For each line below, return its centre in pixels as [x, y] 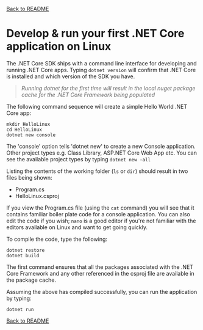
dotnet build [23, 255]
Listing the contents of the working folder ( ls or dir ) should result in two [97, 171]
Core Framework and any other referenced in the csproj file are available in [100, 273]
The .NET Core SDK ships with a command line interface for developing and [101, 63]
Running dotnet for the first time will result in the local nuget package [108, 88]
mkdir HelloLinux [28, 124]
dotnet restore [26, 250]
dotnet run [20, 309]
